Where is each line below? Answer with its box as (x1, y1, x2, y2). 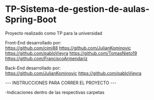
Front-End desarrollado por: (5, 39, 62, 45)
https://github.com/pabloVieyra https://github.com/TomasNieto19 (5, 50, 137, 56)
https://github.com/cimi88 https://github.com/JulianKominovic (5, 45, 131, 51)
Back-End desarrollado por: (5, 65, 61, 71)
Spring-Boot (5, 14, 57, 25)
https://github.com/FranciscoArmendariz (5, 55, 88, 61)
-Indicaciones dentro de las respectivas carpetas (5, 89, 105, 95)
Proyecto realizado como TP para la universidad (5, 30, 102, 36)
